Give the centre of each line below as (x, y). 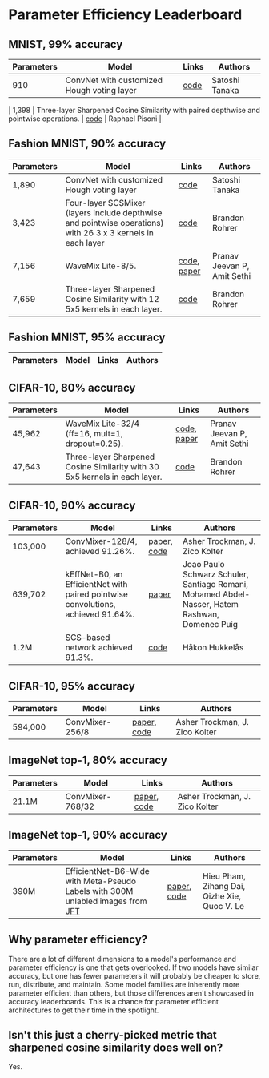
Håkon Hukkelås (213, 648)
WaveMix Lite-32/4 (102, 424)
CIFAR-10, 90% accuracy (72, 505)
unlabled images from (106, 901)
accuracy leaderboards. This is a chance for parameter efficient (113, 1001)
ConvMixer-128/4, (101, 541)
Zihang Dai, (224, 886)
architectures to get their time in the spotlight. (84, 1010)
